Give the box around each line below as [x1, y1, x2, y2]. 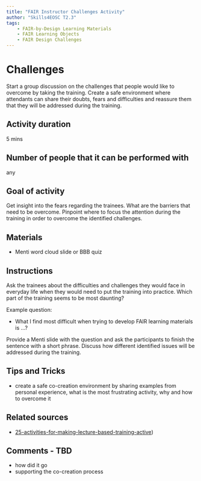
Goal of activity [6, 186, 65, 196]
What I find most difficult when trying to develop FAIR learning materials [14, 318, 193, 325]
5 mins [6, 135, 23, 142]
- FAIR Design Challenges [17, 37, 82, 43]
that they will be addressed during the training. [6, 102, 122, 109]
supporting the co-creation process [14, 468, 104, 476]
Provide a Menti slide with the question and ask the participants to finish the [6, 336, 194, 343]
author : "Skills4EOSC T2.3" [6, 14, 77, 20]
